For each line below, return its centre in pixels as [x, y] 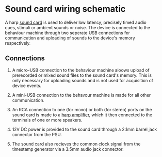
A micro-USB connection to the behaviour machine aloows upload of [81, 70]
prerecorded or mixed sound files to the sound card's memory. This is [82, 75]
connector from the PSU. [37, 134]
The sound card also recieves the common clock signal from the [76, 144]
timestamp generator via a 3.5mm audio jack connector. [68, 149]
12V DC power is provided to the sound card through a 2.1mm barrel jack [84, 129]
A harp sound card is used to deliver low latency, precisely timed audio [76, 22]
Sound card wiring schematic [65, 9]
